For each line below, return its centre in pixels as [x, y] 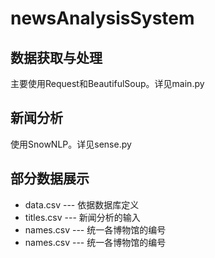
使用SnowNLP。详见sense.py [71, 144]
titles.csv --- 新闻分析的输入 [82, 217]
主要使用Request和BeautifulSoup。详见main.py [107, 83]
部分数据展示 [50, 178]
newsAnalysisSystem [102, 18]
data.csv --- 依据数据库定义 [82, 204]
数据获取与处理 [56, 57]
